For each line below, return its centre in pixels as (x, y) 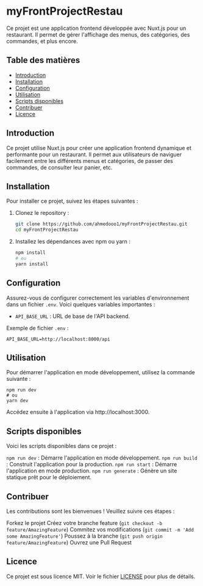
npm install (30, 253)
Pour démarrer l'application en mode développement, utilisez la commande (101, 372)
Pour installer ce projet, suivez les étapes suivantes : (72, 201)
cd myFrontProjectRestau (47, 230)
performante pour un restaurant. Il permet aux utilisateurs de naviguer (94, 154)
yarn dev (17, 401)
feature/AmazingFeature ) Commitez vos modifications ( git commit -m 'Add (100, 530)
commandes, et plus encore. (42, 41)
